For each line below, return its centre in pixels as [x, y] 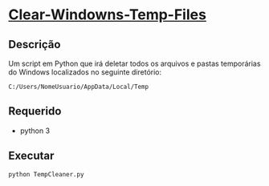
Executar [31, 156]
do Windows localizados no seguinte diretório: [85, 72]
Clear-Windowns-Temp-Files [108, 15]
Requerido [35, 111]
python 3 [35, 131]
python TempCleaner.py [46, 174]
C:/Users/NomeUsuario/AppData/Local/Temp [79, 87]
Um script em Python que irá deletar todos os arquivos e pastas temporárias [134, 63]
